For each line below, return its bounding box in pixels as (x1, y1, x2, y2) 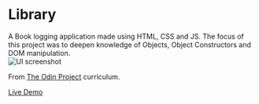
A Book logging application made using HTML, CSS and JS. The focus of (8, 32, 244, 41)
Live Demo (8, 87, 43, 96)
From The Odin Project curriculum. (8, 72, 120, 81)
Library (8, 6, 57, 24)
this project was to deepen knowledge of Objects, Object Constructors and (8, 39, 252, 49)
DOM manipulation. (8, 48, 71, 58)
